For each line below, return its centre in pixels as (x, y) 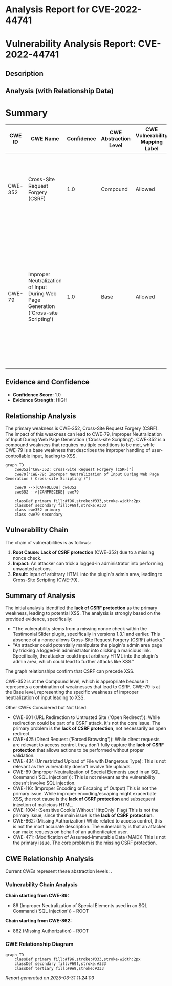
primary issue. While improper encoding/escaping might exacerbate (84, 794)
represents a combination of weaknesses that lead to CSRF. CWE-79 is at (83, 687)
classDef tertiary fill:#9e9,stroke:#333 (59, 968)
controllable (18, 456)
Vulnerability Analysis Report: (71, 44)
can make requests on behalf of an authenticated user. (70, 832)
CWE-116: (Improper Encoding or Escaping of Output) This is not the (85, 788)
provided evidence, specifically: (39, 619)
